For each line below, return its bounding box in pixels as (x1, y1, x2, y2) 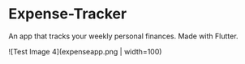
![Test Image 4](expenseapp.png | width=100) (8, 46, 162, 56)
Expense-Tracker (8, 5, 127, 23)
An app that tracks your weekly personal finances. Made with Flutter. (8, 31, 239, 41)
